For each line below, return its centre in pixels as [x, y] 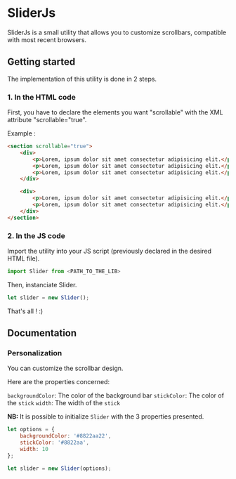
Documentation [42, 333]
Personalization [35, 353]
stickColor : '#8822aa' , [55, 443]
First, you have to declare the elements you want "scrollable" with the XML [115, 112]
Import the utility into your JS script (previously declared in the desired [110, 251]
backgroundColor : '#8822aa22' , [66, 436]
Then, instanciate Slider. [42, 284]
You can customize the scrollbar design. [65, 368]
